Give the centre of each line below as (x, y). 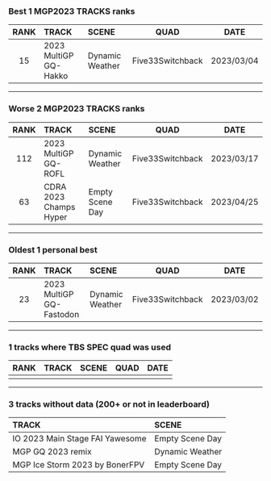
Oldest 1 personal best (53, 249)
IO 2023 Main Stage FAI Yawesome (79, 439)
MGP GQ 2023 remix (52, 452)
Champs (60, 207)
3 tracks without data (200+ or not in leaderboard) (109, 404)
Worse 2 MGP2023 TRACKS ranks (77, 109)
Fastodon (62, 314)
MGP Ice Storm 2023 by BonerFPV (79, 465)
